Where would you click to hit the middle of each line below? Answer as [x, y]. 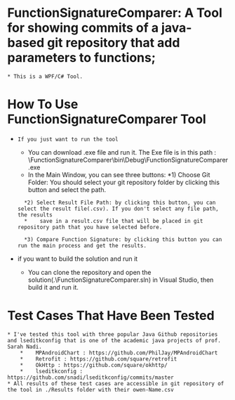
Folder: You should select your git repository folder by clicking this [123, 182]
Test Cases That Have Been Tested [111, 316]
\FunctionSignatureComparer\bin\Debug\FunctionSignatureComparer [128, 160]
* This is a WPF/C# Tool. [45, 76]
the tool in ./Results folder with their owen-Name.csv [90, 389]
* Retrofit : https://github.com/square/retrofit [99, 359]
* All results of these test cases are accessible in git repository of [116, 383]
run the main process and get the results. [82, 245]
